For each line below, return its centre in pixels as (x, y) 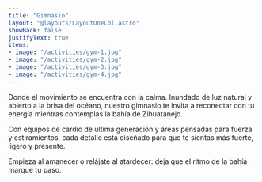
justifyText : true (38, 38)
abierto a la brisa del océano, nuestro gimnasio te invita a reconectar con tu (131, 105)
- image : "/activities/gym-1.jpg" (65, 52)
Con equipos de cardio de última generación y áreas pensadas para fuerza (130, 129)
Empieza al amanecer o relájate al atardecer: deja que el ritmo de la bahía (128, 161)
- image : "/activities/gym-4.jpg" (65, 74)
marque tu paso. (35, 169)
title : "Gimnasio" (38, 15)
